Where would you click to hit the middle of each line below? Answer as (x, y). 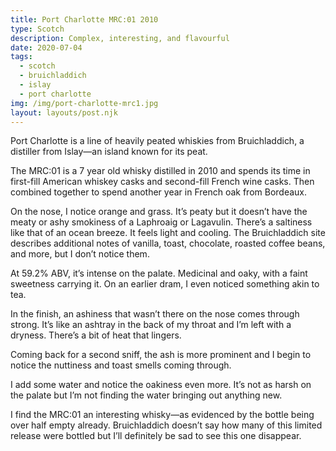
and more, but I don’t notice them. (80, 254)
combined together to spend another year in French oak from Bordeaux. (159, 192)
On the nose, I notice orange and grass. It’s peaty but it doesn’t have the (159, 212)
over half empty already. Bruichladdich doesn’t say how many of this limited (166, 425)
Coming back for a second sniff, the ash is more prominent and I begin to (161, 355)
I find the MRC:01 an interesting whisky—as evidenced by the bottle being (162, 415)
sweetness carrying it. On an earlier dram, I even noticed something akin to (165, 284)
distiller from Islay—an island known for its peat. (109, 152)
